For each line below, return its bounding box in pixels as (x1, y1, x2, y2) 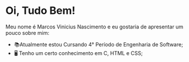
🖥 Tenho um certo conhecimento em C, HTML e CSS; (14, 49, 143, 56)
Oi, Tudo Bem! (5, 4, 76, 17)
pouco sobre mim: (5, 29, 50, 36)
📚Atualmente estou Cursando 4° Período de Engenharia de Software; (14, 41, 183, 48)
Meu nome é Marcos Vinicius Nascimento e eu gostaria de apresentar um (5, 23, 184, 30)
